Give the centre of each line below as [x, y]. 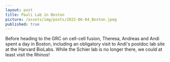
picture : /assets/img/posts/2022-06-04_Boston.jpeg [61, 19]
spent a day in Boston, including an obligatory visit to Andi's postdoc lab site [85, 44]
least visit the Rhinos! [27, 55]
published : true [22, 24]
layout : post [19, 10]
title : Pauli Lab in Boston [35, 15]
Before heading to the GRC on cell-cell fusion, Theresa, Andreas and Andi [82, 39]
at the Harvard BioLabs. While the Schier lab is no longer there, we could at [84, 49]
